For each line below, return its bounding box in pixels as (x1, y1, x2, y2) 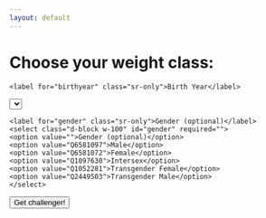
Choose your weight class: (9, 52, 214, 72)
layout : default (9, 13, 71, 23)
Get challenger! (14, 197, 66, 207)
